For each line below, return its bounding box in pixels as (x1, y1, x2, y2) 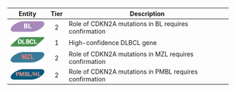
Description (129, 9, 165, 18)
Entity (18, 9, 37, 18)
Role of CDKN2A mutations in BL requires (68, 19, 188, 28)
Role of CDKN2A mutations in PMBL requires (68, 67, 198, 76)
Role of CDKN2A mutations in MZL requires (68, 50, 194, 58)
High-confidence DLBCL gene (68, 39, 157, 47)
